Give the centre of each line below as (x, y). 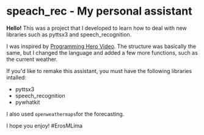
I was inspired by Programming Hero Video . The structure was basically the (101, 46)
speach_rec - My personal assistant (99, 11)
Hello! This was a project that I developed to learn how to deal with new (97, 28)
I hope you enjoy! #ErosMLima (45, 125)
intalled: (16, 77)
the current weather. (32, 59)
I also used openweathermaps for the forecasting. (65, 114)
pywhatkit (27, 102)
